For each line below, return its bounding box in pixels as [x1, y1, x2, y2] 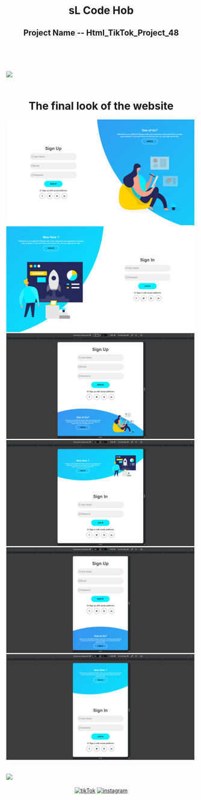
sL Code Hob [68, 4, 134, 17]
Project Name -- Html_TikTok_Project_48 [23, 28, 179, 38]
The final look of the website [28, 99, 174, 113]
